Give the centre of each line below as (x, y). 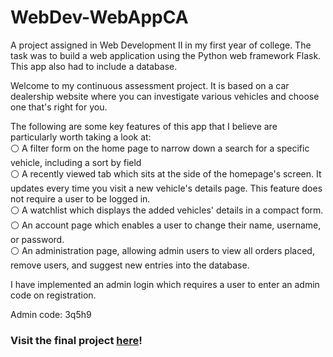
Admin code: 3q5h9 (51, 314)
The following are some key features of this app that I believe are (144, 126)
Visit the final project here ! (76, 340)
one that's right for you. (59, 107)
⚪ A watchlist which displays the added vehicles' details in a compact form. (167, 210)
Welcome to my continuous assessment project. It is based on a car (150, 85)
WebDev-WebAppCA (99, 17)
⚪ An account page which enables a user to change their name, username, (166, 225)
